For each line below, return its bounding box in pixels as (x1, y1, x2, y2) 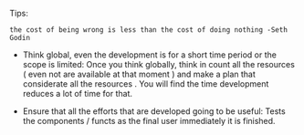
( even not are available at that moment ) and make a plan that (22, 68, 256, 79)
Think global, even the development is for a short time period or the (22, 49, 277, 60)
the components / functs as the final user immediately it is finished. (22, 116, 276, 126)
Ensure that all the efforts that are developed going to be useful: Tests (22, 106, 286, 117)
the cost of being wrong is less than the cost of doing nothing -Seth (9, 26, 288, 35)
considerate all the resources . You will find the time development (22, 78, 269, 89)
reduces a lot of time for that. (22, 88, 132, 99)
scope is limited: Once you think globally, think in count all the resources (22, 59, 295, 69)
